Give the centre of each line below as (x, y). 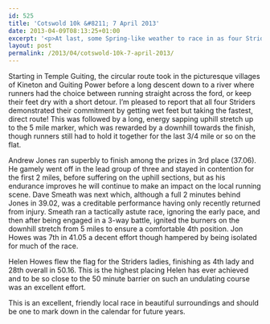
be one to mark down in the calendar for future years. (97, 312)
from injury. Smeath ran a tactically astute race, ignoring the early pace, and (134, 212)
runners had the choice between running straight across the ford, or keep (130, 93)
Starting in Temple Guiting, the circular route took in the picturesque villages (134, 76)
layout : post (30, 46)
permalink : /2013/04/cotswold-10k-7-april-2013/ (91, 53)
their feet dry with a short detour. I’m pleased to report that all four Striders (132, 102)
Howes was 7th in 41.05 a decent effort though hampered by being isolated (133, 237)
